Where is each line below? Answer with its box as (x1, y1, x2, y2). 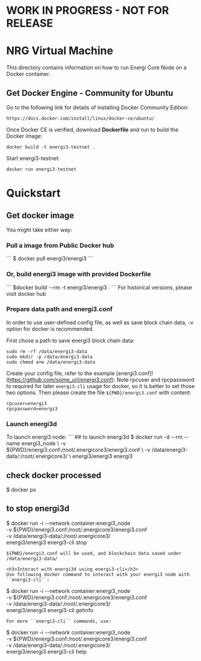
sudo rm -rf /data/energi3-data (6, 348, 87, 354)
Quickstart (6, 186, 61, 200)
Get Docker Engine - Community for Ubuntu (6, 88, 173, 98)
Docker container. (6, 70, 51, 78)
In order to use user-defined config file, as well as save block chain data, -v (6, 319, 194, 326)
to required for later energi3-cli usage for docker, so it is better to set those (6, 382, 195, 389)
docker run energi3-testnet (6, 166, 77, 172)
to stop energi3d (6, 504, 70, 514)
